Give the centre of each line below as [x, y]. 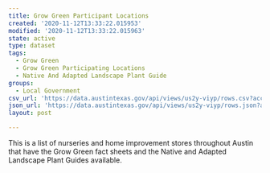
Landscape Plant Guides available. [65, 160]
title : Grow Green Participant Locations [79, 16]
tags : [17, 53]
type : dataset [32, 46]
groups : [21, 83]
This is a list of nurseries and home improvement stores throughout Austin [131, 143]
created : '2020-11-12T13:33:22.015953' [75, 23]
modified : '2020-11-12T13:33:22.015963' [77, 31]
